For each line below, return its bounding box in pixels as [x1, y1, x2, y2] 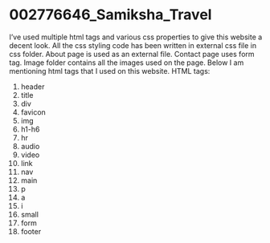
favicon [20, 107, 47, 117]
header [20, 82, 45, 91]
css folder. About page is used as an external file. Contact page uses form [9, 49, 256, 59]
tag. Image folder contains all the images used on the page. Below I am [9, 58, 244, 67]
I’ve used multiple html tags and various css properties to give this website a [9, 32, 263, 42]
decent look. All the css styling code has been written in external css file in [9, 40, 256, 50]
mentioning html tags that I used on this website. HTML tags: [9, 66, 211, 75]
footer [20, 226, 42, 236]
